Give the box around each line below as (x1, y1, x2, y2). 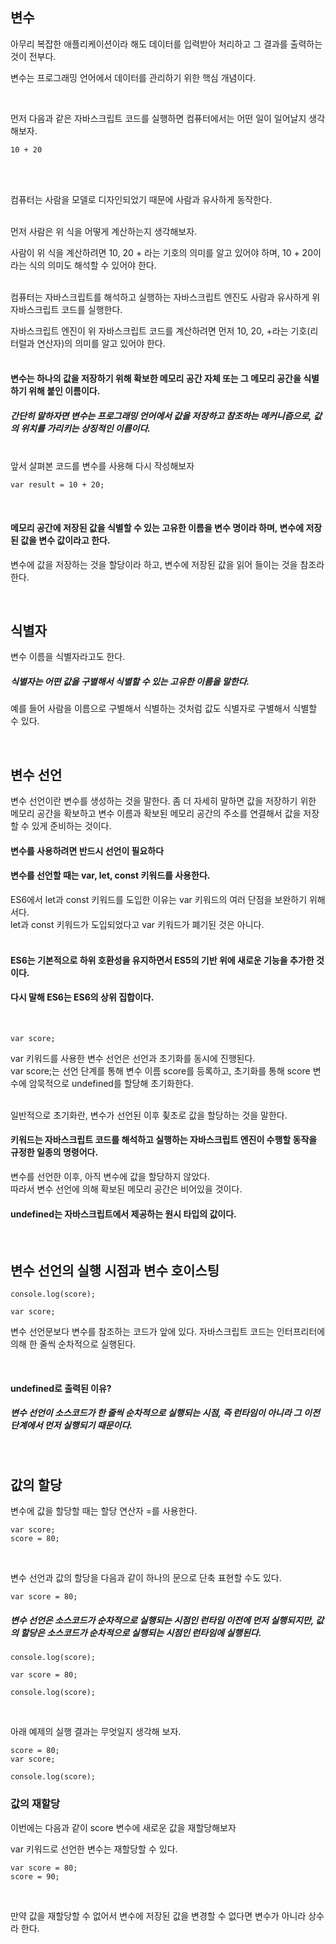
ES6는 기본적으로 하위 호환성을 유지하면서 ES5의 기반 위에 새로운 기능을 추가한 (10, 954, 315, 966)
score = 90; (10, 1871, 60, 1882)
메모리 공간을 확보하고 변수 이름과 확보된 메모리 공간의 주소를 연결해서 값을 (10, 808, 302, 820)
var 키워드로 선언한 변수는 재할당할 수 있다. (10, 1843, 178, 1855)
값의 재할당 (10, 1797, 61, 1811)
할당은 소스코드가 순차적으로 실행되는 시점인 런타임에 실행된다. (20, 1626, 262, 1638)
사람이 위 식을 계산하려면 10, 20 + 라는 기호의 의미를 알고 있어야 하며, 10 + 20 (10, 246, 313, 258)
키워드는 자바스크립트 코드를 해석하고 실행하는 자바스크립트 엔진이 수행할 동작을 (10, 1134, 318, 1146)
